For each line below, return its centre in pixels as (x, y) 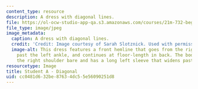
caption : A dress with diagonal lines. (60, 39)
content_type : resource (35, 11)
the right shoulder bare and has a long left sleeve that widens (99, 60)
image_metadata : (26, 33)
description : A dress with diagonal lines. (60, 17)
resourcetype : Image (32, 66)
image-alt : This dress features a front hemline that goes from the (97, 50)
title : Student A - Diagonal (42, 71)
